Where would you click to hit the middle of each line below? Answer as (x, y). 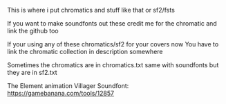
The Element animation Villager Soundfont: (68, 86)
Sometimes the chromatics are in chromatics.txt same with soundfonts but (113, 65)
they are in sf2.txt (32, 72)
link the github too (33, 31)
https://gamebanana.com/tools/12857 (61, 93)
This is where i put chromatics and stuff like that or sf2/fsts (91, 10)
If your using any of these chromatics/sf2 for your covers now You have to (113, 44)
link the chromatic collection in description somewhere (85, 52)
